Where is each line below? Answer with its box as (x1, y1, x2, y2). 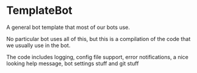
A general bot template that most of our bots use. (6, 24, 130, 31)
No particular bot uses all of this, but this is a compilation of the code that (6, 35, 191, 42)
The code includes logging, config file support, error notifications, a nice (6, 53, 189, 60)
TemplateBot (6, 4, 73, 17)
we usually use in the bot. (6, 42, 71, 49)
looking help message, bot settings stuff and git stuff (6, 60, 139, 67)
